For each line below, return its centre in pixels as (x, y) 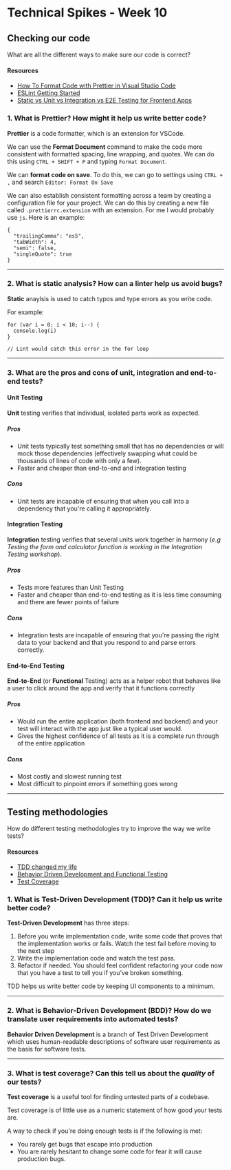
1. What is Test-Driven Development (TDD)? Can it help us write (115, 899)
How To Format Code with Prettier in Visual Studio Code (97, 86)
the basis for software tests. (47, 1049)
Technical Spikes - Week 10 (87, 13)
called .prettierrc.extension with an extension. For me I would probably (111, 210)
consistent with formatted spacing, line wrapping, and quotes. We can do (111, 154)
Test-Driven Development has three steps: (68, 923)
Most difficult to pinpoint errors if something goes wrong (97, 784)
